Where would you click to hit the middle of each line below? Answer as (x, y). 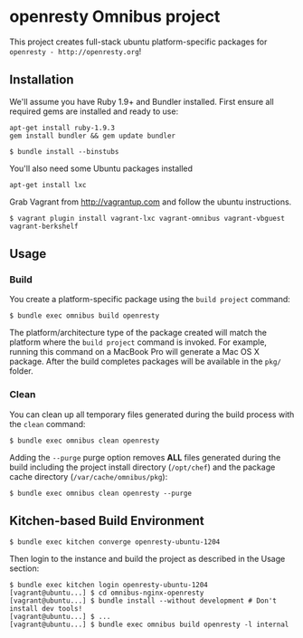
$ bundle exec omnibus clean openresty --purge (101, 493)
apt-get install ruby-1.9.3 (62, 128)
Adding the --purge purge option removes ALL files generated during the (145, 457)
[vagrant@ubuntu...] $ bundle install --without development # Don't (143, 600)
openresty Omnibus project (115, 17)
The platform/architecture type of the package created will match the (138, 333)
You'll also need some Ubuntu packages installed (101, 168)
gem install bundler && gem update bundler (93, 136)
